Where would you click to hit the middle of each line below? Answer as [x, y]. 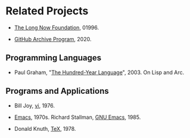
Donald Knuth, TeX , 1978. [45, 128]
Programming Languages [54, 58]
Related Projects [47, 11]
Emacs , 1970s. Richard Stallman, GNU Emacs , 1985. [77, 117]
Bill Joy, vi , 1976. [34, 105]
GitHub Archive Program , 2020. [53, 39]
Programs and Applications [57, 91]
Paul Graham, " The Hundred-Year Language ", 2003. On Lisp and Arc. [99, 72]
